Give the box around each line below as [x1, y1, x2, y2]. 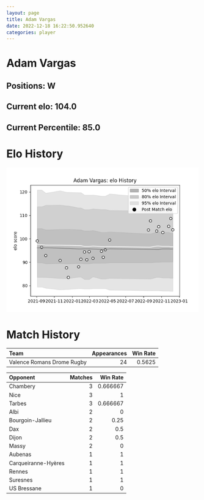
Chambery [9, 382, 35, 390]
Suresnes [9, 476, 33, 483]
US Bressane [9, 485, 42, 492]
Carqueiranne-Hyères [9, 459, 65, 466]
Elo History [6, 147, 64, 160]
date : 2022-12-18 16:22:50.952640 [6, 23, 95, 29]
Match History [6, 327, 81, 341]
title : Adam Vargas [6, 16, 56, 23]
